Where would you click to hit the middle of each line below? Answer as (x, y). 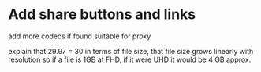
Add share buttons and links (102, 14)
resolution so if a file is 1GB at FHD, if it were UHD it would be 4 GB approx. (130, 59)
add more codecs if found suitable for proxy (80, 36)
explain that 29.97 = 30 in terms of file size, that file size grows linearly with (131, 51)
